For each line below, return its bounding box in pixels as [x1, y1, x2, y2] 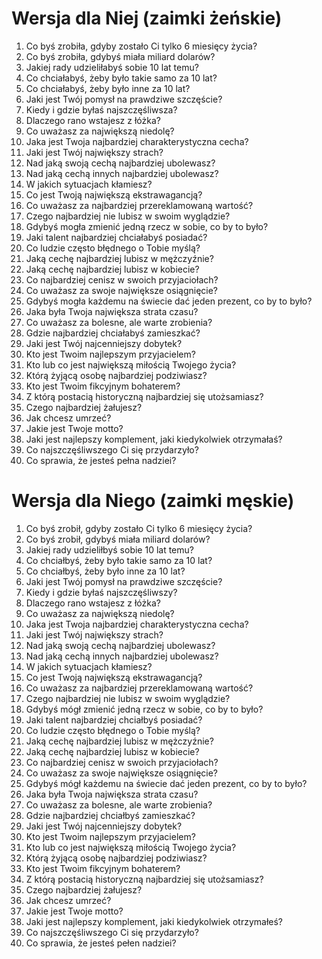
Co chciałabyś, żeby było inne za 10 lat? [25, 82, 191, 94]
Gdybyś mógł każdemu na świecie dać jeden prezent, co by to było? [25, 777, 308, 789]
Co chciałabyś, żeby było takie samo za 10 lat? [25, 72, 218, 84]
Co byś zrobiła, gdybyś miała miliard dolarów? [25, 50, 216, 62]
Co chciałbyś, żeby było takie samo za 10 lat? [25, 554, 213, 566]
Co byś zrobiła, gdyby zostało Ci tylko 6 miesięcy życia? [25, 40, 258, 52]
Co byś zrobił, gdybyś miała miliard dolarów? [25, 533, 211, 545]
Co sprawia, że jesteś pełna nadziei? [25, 454, 177, 466]
